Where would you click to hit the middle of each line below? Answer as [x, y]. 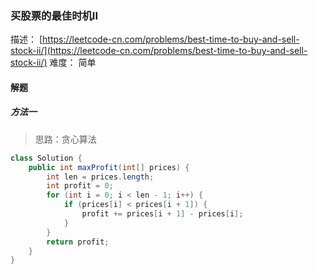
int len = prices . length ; [100, 177]
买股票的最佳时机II [54, 15]
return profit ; [78, 242]
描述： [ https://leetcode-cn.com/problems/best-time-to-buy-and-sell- [155, 39]
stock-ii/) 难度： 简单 [53, 63]
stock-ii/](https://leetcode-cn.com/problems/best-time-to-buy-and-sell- [159, 51]
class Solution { [46, 158]
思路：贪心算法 [65, 139]
